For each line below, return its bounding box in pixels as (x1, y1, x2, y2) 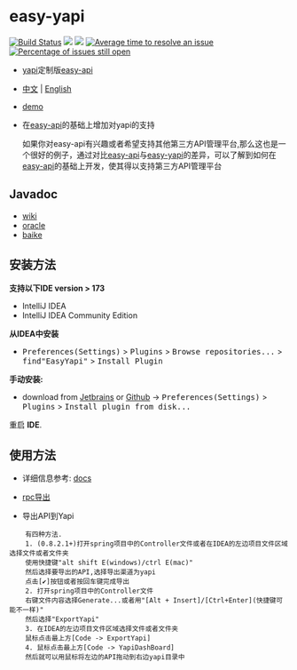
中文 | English (21, 83, 73, 94)
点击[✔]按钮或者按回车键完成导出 (25, 578, 130, 586)
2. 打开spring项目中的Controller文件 (25, 586, 153, 596)
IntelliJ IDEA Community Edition (21, 309, 138, 321)
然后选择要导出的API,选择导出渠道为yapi (25, 568, 157, 577)
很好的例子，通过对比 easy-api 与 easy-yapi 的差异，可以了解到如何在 (29, 149, 277, 160)
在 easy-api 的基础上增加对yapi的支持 (21, 119, 155, 130)
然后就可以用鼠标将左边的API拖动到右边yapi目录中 (25, 653, 185, 662)
